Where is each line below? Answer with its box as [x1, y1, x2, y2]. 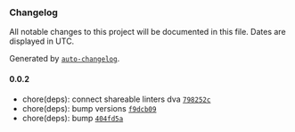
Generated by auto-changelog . [9, 54, 120, 64]
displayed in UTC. [9, 36, 75, 46]
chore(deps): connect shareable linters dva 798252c [21, 94, 211, 104]
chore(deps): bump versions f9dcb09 [21, 103, 157, 113]
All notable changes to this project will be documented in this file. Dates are [9, 27, 287, 37]
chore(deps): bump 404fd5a [21, 112, 124, 123]
